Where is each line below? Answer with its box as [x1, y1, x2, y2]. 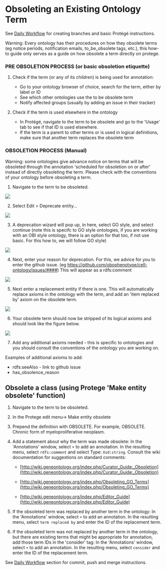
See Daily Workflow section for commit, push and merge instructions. [5, 560, 147, 566]
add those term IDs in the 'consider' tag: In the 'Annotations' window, [12, 539, 154, 545]
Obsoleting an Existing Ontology [5, 3, 141, 15]
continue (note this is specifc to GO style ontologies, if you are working [12, 227, 158, 233]
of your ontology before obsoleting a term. [5, 174, 92, 180]
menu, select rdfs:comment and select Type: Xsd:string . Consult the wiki [12, 449, 161, 455]
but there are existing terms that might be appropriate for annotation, [12, 534, 153, 540]
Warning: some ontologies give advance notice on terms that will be [5, 158, 144, 164]
